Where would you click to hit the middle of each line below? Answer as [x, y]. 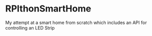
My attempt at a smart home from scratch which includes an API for [76, 22]
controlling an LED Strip [30, 27]
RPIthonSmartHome [48, 9]
